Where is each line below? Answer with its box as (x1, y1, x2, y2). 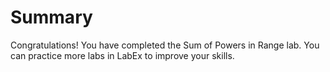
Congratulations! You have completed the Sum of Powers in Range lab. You (10, 39, 320, 51)
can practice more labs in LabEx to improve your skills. (10, 49, 235, 61)
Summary (10, 6, 93, 29)
